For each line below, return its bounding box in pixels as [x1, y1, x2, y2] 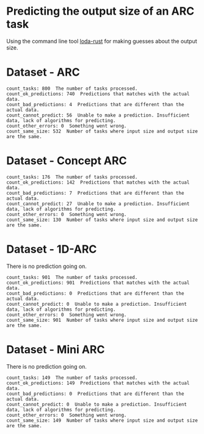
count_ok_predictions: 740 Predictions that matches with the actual [6, 90, 190, 97]
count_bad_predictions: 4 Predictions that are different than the [6, 101, 184, 107]
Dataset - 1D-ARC [6, 242, 97, 256]
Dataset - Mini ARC [6, 342, 105, 356]
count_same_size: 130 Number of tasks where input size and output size [6, 217, 199, 223]
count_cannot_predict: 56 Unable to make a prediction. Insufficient [6, 112, 190, 118]
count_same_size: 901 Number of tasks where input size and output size [6, 317, 199, 323]
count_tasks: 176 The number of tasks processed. [6, 174, 138, 180]
